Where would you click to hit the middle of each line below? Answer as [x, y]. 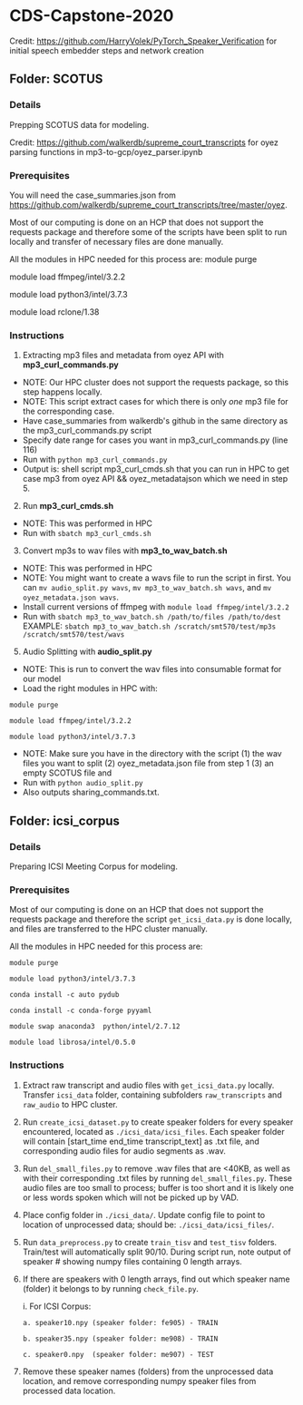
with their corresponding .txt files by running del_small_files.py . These [157, 1178]
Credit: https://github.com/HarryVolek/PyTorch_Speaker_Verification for [143, 41]
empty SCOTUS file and [67, 773]
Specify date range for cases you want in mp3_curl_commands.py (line [155, 440]
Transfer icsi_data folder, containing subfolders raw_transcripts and [152, 1095]
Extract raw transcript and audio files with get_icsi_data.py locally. [148, 1085]
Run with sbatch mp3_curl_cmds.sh [87, 533]
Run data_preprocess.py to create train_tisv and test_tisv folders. [150, 1242]
